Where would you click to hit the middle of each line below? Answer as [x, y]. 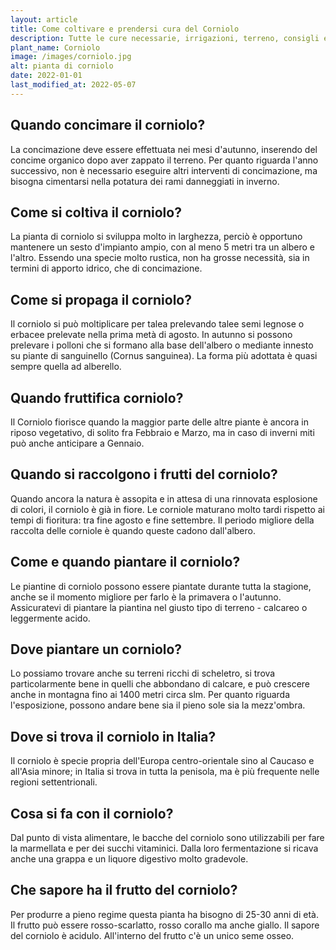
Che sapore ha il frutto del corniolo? [124, 890]
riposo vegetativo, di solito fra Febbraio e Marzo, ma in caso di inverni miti [162, 432]
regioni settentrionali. [54, 782]
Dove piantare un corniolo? [96, 649]
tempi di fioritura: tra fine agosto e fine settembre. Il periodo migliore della [162, 520]
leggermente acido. [50, 618]
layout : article [44, 19]
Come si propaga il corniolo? [101, 299]
